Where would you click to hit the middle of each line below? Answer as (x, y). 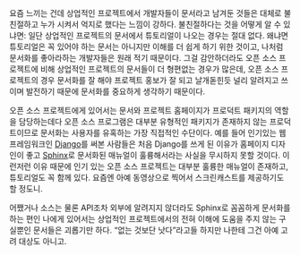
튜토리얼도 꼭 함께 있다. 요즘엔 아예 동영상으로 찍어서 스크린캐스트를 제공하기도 (147, 178)
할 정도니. (26, 189)
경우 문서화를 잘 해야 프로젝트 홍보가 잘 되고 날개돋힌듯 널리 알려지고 (159, 80)
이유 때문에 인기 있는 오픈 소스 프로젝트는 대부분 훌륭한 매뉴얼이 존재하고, (161, 166)
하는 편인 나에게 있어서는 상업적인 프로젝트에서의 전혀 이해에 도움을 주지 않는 (143, 219)
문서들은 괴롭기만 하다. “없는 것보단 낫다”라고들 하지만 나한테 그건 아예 (156, 230)
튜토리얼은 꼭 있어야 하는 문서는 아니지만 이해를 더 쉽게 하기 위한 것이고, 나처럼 (146, 47)
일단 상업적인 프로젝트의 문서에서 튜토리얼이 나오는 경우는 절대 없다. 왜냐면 (159, 35)
